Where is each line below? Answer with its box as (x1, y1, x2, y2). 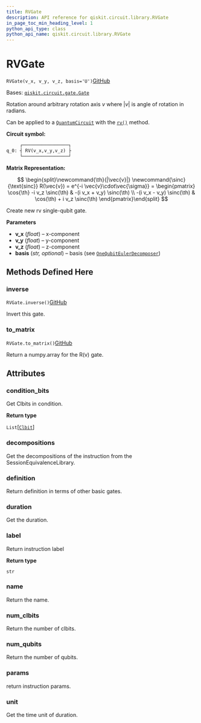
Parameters (6, 218, 36, 226)
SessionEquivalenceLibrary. (6, 459, 75, 466)
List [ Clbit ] (6, 424, 35, 431)
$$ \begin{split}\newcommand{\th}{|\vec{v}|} (17, 176, 131, 183)
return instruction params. (6, 683, 71, 690)
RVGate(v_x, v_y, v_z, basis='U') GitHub (6, 77, 110, 84)
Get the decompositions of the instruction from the (6, 452, 133, 459)
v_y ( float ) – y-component (14, 237, 80, 244)
